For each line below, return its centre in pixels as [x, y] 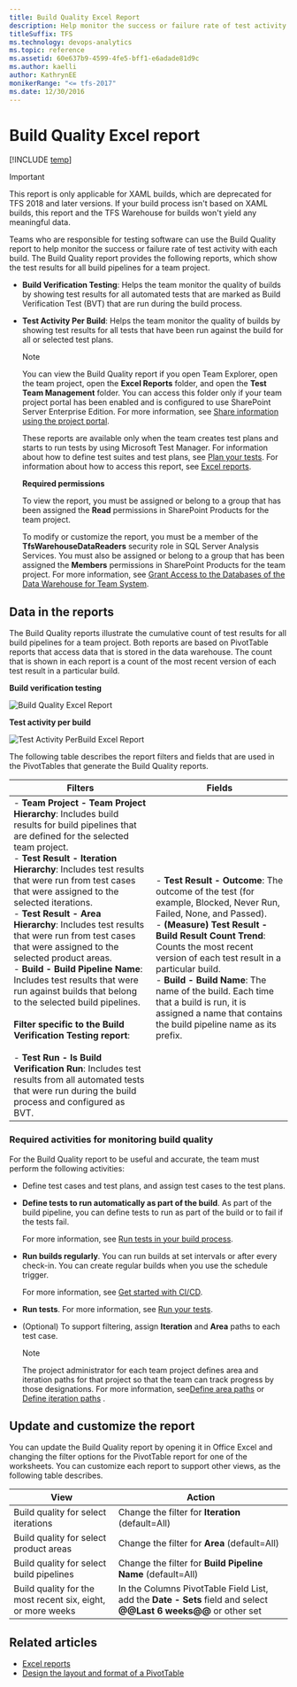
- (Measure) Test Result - [212, 925]
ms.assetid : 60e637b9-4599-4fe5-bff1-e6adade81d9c [104, 58]
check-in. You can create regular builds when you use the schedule [145, 1265]
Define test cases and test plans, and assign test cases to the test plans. [153, 1186]
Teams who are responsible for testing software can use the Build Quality [143, 239]
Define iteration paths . [64, 1398]
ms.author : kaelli [43, 67]
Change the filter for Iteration [179, 1512]
